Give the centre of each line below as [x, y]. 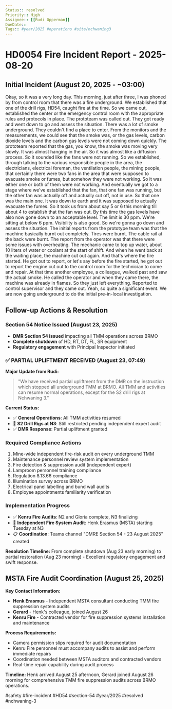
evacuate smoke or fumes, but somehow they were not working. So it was [84, 179]
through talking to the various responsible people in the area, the [74, 163]
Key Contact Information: [33, 591]
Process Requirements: [31, 633]
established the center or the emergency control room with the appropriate [84, 113]
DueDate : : [16, 24]
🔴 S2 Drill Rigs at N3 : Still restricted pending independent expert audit [87, 424]
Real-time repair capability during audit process [63, 664]
